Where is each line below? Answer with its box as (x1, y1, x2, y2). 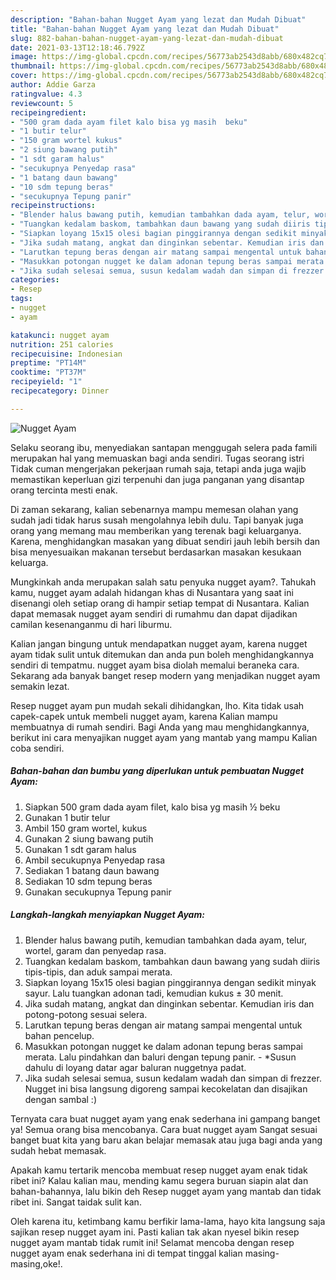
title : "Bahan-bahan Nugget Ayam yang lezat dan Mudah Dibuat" (10, 24, 280, 34)
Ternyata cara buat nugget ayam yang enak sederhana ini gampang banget (10, 1112, 321, 1125)
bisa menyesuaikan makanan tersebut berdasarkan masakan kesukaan (10, 546, 302, 558)
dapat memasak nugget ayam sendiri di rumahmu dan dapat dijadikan (10, 607, 298, 620)
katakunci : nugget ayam (10, 330, 110, 340)
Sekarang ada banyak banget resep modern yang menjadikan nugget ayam (10, 669, 321, 681)
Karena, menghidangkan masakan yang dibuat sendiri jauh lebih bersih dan (10, 535, 321, 547)
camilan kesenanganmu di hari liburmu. (10, 618, 173, 630)
